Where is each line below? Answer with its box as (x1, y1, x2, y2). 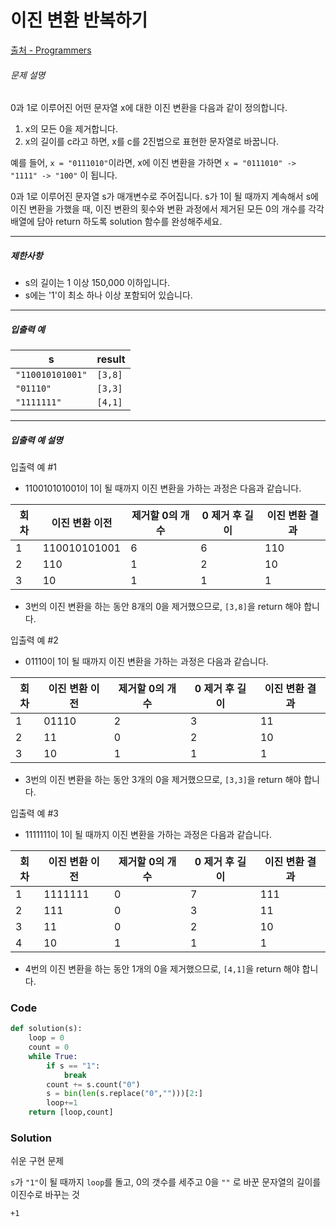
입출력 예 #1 (10, 461, 57, 473)
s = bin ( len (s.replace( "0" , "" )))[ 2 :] (46, 1089, 203, 1099)
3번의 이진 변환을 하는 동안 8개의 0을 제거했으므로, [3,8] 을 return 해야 (24, 601, 302, 613)
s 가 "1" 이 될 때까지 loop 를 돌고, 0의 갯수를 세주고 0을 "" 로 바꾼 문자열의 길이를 (10, 1176, 322, 1188)
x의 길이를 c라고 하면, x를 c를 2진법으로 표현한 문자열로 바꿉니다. (24, 136, 280, 148)
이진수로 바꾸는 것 (10, 1189, 80, 1201)
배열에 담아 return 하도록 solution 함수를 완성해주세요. (10, 216, 223, 228)
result (96, 352, 126, 366)
